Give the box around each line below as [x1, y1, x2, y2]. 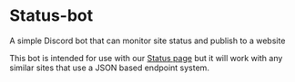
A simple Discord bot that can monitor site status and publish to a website [9, 35, 286, 46]
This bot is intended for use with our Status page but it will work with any [9, 52, 283, 63]
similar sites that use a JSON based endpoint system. [9, 62, 209, 73]
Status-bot [9, 5, 94, 26]
